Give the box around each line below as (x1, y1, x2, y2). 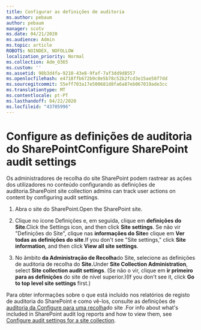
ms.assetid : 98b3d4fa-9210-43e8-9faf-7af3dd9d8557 (6, 70, 136, 76)
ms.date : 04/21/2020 (6, 31, 58, 37)
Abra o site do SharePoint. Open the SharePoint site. (14, 205, 143, 213)
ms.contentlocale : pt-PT (6, 92, 68, 98)
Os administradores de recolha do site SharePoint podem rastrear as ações (6, 175, 192, 182)
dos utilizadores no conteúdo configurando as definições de (6, 181, 155, 188)
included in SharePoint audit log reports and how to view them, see (6, 310, 172, 318)
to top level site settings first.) (14, 280, 91, 287)
